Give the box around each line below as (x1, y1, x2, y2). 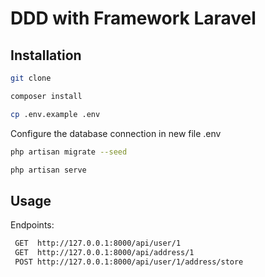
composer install (10, 91, 83, 101)
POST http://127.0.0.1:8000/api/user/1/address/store (14, 257, 244, 267)
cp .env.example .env (10, 109, 101, 119)
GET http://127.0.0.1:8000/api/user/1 (14, 238, 182, 249)
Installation (10, 47, 82, 64)
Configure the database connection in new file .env (10, 127, 222, 139)
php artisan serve (10, 165, 87, 175)
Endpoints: (10, 219, 55, 231)
